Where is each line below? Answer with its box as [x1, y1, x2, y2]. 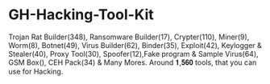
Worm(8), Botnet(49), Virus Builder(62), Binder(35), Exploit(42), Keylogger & [8, 40, 262, 50]
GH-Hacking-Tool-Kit [8, 6, 155, 24]
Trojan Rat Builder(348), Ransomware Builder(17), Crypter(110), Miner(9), [8, 32, 250, 42]
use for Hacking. [8, 66, 64, 76]
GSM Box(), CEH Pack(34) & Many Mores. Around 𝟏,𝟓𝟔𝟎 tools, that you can [8, 58, 257, 67]
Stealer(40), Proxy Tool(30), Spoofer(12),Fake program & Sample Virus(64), [8, 49, 260, 58]
